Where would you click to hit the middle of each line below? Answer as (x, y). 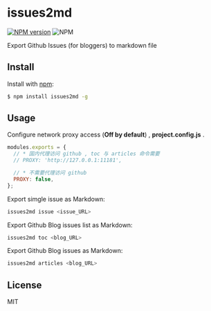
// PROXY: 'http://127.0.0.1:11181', (68, 161)
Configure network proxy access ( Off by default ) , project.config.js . (106, 135)
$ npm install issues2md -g (48, 96)
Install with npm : (30, 84)
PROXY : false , (34, 179)
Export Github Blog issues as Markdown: (65, 251)
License (25, 285)
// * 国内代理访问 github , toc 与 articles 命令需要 (87, 154)
